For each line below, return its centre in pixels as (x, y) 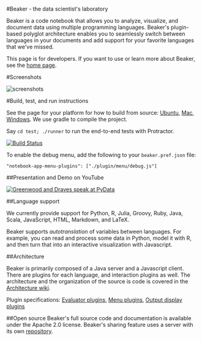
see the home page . (32, 65)
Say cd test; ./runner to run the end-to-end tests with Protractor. (90, 131)
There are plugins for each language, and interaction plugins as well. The (99, 275)
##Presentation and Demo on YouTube (55, 178)
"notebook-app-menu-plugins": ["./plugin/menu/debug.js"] (82, 166)
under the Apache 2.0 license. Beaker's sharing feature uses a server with (100, 325)
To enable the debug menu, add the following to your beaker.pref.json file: (101, 155)
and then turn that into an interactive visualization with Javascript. (89, 244)
